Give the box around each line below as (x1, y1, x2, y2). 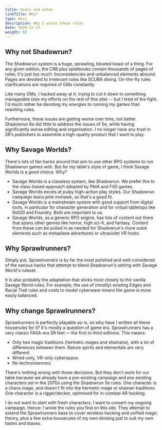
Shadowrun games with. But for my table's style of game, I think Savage (5, 164, 149, 170)
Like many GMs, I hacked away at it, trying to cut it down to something (5, 91, 146, 97)
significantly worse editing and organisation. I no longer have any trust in (5, 126, 151, 132)
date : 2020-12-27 (5, 25, 40, 30)
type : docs (5, 16, 27, 21)
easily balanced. (5, 293, 38, 298)
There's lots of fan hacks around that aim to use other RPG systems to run (5, 158, 154, 164)
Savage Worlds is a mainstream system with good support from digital (12, 199, 153, 205)
